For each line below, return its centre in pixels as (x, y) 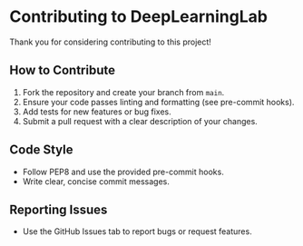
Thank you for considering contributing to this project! (110, 42)
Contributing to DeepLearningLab (138, 17)
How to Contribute (63, 70)
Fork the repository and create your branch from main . (123, 92)
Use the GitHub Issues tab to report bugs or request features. (137, 231)
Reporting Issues (59, 209)
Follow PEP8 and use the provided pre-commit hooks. (123, 172)
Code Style (41, 150)
